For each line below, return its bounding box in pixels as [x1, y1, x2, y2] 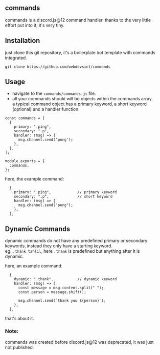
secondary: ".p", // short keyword [14, 194, 113, 199]
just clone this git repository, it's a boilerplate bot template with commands [5, 49, 156, 56]
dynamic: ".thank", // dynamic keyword [14, 277, 117, 282]
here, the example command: [5, 176, 64, 182]
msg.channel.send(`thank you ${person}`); [18, 298, 106, 303]
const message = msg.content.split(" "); [18, 285, 104, 291]
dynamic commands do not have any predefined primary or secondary [5, 238, 148, 244]
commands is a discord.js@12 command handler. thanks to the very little [5, 17, 151, 23]
